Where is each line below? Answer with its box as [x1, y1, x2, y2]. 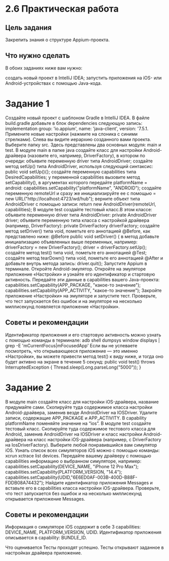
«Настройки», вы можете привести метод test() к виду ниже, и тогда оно [5, 353, 163, 359]
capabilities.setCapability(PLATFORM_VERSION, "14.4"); [5, 469, 122, 475]
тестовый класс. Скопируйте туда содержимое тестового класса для [5, 425, 156, 432]
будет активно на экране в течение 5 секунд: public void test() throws [5, 358, 155, 365]
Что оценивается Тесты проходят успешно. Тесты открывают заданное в [5, 544, 164, 551]
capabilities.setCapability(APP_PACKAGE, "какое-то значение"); [5, 282, 141, 288]
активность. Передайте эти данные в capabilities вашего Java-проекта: [5, 276, 160, 282]
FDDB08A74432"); [5, 479, 45, 485]
